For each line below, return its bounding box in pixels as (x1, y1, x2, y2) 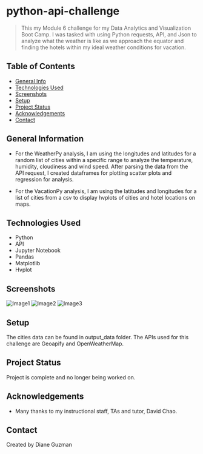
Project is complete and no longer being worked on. (6, 373, 136, 381)
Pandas (15, 253, 35, 260)
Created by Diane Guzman (6, 441, 73, 449)
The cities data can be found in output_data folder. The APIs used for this (6, 334, 189, 340)
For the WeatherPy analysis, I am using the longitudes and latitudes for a (15, 150, 196, 157)
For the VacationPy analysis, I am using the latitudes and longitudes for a (15, 187, 197, 195)
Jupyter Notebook (15, 247, 61, 254)
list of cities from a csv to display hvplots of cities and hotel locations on (15, 194, 196, 201)
